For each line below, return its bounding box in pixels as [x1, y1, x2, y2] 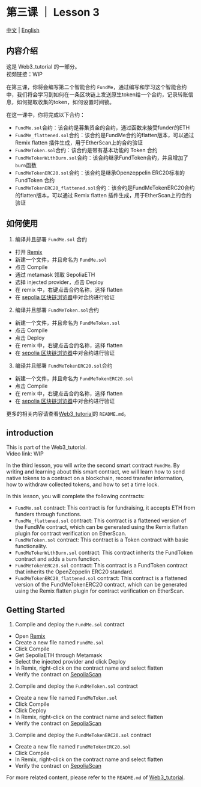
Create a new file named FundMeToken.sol [14, 694, 118, 702]
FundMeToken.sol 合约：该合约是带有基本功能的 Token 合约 [14, 146, 158, 153]
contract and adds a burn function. [14, 555, 101, 563]
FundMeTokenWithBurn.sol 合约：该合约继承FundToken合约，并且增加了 [14, 154, 189, 161]
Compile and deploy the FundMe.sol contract [14, 621, 125, 628]
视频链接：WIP [6, 70, 43, 78]
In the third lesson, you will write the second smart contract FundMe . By [6, 461, 180, 469]
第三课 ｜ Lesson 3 [6, 5, 100, 19]
